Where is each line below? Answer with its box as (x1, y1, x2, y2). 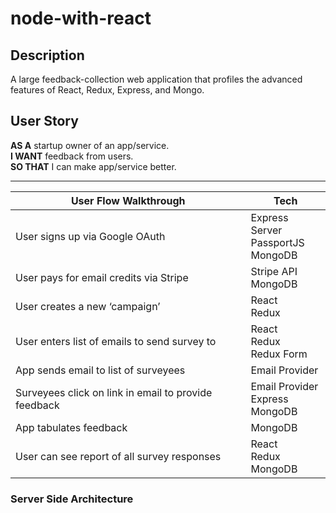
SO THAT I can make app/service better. (10, 160, 177, 172)
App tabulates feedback (15, 420, 128, 434)
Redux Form (250, 347, 308, 361)
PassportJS (250, 235, 305, 249)
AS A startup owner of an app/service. (10, 139, 170, 151)
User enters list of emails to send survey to (15, 334, 217, 348)
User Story (10, 113, 79, 130)
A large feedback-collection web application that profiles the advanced (10, 73, 303, 85)
